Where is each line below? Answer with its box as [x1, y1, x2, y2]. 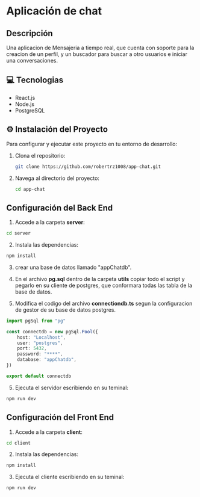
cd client [6, 440, 31, 446]
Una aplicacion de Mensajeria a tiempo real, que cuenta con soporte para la [6, 44, 195, 51]
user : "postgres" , [17, 340, 63, 346]
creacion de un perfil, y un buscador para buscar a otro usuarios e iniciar [6, 51, 188, 58]
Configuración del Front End [6, 412, 114, 422]
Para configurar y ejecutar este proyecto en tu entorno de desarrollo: [6, 140, 178, 147]
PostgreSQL [14, 106, 45, 114]
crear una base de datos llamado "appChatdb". [14, 264, 132, 271]
